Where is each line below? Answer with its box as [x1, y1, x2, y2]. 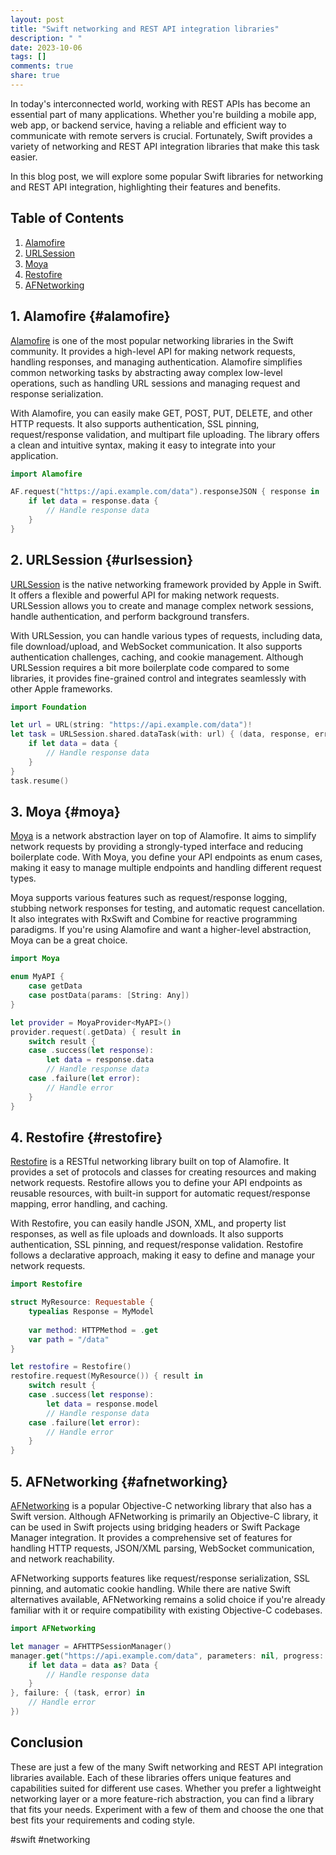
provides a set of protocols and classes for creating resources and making [10, 1166, 317, 1178]
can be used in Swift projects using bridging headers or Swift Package [10, 1521, 301, 1533]
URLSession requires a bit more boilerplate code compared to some [10, 661, 290, 673]
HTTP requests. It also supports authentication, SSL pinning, [10, 417, 260, 430]
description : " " [10, 33, 83, 43]
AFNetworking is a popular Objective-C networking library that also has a [10, 1500, 312, 1511]
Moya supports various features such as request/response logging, [10, 892, 288, 904]
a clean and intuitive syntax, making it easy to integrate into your [10, 439, 276, 451]
